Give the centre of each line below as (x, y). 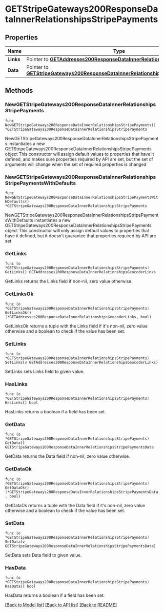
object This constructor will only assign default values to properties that (77, 230)
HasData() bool (20, 587)
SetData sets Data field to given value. (43, 555)
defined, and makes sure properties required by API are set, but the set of (79, 159)
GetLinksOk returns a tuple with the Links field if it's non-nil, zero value (76, 326)
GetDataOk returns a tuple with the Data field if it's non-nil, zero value (75, 505)
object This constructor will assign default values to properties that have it (80, 154)
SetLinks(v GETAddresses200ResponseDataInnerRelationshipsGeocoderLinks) (82, 362)
